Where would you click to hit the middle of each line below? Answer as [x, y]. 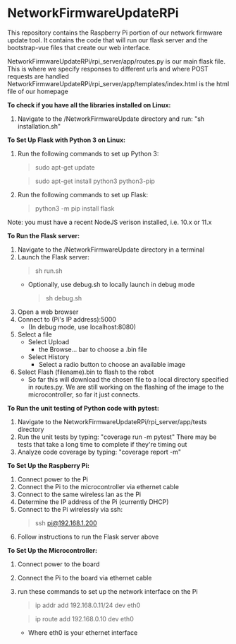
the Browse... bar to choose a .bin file [93, 349]
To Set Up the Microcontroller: [52, 550]
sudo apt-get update [65, 167]
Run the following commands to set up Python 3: [88, 153]
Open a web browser [48, 312]
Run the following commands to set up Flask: [83, 194]
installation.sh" [39, 126]
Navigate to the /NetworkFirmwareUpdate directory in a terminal [111, 250]
